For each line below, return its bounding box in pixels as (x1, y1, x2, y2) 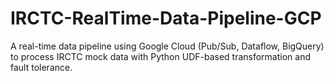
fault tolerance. (10, 61, 73, 73)
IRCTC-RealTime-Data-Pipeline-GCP (10, 7, 322, 30)
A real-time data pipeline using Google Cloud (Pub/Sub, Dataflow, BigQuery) (10, 40, 325, 52)
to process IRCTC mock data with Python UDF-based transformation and (10, 50, 312, 62)
